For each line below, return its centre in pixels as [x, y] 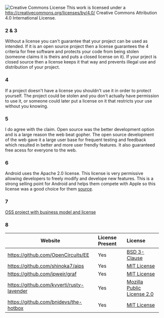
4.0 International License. [31, 18]
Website [51, 240]
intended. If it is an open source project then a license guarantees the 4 [77, 46]
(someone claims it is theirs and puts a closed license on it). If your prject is [81, 57]
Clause [135, 258]
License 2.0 [140, 294]
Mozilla [135, 282]
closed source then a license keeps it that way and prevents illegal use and [80, 62]
